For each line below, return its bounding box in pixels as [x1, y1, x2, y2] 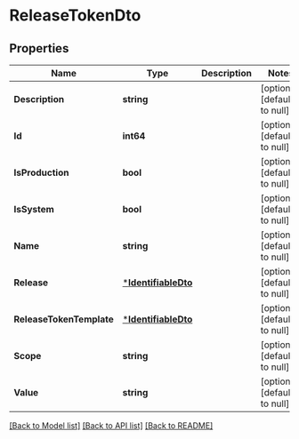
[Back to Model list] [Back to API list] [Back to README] [9, 420, 214, 431]
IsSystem [13, 204, 55, 215]
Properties [9, 41, 69, 56]
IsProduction [13, 166, 69, 179]
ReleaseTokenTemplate [13, 313, 114, 325]
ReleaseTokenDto [9, 5, 141, 26]
